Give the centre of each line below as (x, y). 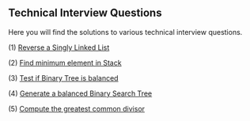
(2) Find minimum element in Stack (65, 62)
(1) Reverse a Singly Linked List (59, 47)
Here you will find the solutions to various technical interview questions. (125, 32)
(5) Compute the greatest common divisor (76, 108)
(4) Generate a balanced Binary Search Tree (80, 93)
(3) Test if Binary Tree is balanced (63, 78)
